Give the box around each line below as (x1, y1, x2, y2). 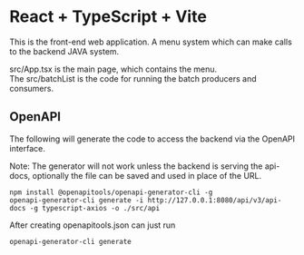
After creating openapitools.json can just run (9, 220, 176, 230)
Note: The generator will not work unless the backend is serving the (9, 161, 263, 172)
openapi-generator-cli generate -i (9, 195, 144, 205)
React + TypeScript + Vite (9, 6, 207, 27)
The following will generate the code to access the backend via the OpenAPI (9, 133, 296, 144)
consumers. (9, 83, 54, 93)
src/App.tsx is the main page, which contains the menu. (9, 64, 218, 74)
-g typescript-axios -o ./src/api (29, 203, 161, 212)
